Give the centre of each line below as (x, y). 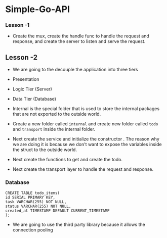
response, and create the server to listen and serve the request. (79, 41)
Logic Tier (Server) (32, 89)
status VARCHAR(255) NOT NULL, (38, 206)
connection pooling (33, 230)
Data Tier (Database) (34, 99)
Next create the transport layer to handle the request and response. (83, 169)
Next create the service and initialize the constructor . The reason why (86, 139)
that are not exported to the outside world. (57, 114)
